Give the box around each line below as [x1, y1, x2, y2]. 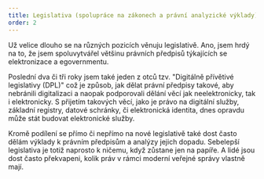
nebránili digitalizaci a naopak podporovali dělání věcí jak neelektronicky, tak [8, 88, 256, 98]
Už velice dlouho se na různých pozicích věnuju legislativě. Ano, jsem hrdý [8, 40, 250, 49]
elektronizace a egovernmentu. [8, 56, 109, 66]
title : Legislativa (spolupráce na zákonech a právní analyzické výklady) [8, 11, 258, 20]
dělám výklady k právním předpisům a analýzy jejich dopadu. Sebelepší [8, 137, 240, 146]
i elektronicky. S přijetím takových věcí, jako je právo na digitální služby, [8, 97, 240, 106]
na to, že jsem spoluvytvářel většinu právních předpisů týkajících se [8, 48, 228, 58]
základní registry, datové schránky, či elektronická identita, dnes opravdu [8, 105, 245, 114]
